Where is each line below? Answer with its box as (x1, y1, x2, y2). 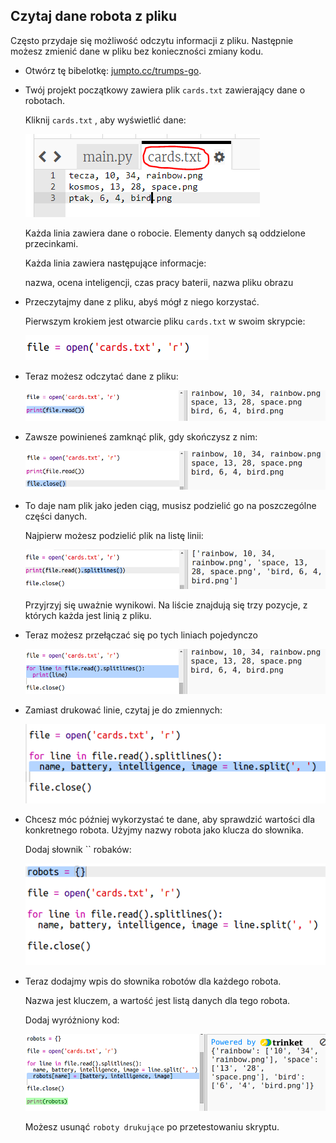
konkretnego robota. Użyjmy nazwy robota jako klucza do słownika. (24, 824, 304, 836)
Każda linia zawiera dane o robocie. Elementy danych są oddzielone (24, 227, 306, 239)
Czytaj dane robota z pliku (10, 8, 178, 25)
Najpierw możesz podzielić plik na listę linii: (24, 530, 204, 542)
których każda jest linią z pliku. (24, 609, 152, 621)
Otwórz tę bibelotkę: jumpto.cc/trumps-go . (24, 64, 202, 76)
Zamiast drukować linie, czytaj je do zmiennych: (24, 704, 223, 716)
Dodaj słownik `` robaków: (24, 844, 132, 856)
